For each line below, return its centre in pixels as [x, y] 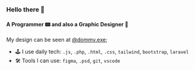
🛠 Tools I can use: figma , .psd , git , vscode [68, 61]
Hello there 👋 [26, 10]
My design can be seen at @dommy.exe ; [57, 40]
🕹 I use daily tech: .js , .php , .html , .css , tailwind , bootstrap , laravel [102, 52]
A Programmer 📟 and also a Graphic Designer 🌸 [67, 24]
